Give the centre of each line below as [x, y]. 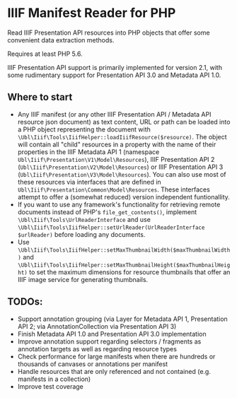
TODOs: [25, 302]
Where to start [40, 97]
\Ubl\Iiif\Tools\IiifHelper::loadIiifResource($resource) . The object [122, 136]
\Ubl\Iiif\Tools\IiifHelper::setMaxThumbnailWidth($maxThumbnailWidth [124, 250]
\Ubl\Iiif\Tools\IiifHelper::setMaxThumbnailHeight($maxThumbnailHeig [124, 265]
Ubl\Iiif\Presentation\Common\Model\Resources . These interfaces [114, 189]
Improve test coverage [50, 386]
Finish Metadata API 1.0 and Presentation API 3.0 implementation [112, 334]
